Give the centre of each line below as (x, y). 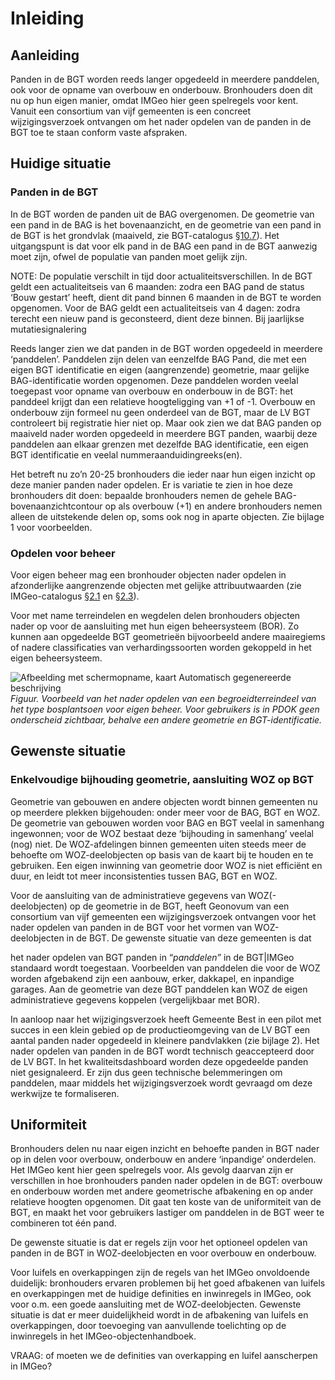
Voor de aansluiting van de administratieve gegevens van (128, 895)
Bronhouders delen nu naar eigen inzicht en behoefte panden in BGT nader (165, 1149)
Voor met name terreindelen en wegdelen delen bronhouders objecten (155, 615)
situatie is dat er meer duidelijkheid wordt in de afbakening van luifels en (159, 1315)
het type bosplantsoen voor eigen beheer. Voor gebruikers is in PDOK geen (165, 709)
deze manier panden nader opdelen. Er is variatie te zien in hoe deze (152, 484)
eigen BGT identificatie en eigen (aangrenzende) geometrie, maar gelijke (160, 369)
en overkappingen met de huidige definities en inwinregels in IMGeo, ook (161, 1294)
